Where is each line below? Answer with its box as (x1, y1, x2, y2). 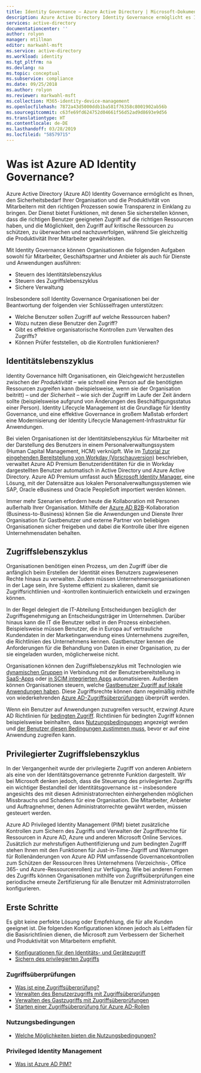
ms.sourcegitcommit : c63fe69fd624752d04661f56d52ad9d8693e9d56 (6, 109, 167, 115)
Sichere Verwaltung (14, 283, 64, 291)
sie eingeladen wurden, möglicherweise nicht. (6, 651, 120, 658)
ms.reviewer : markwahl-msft (6, 92, 77, 98)
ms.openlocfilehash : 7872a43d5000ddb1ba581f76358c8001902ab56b (6, 103, 167, 110)
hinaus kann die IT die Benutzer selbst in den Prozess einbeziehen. (6, 619, 172, 626)
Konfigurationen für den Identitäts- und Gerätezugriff (14, 949, 146, 957)
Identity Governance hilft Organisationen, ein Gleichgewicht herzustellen (6, 372, 185, 379)
